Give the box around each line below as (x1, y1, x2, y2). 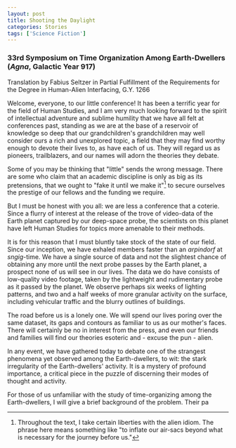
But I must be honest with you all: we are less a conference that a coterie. (7, 202, 220, 211)
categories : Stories (7, 23, 68, 30)
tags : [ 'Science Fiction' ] (7, 29, 86, 37)
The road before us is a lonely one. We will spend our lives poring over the (7, 311, 223, 319)
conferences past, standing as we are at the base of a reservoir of (7, 121, 199, 130)
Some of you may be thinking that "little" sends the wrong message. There (7, 164, 223, 173)
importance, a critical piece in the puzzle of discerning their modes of (7, 369, 209, 378)
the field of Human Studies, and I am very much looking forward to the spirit (7, 106, 227, 114)
